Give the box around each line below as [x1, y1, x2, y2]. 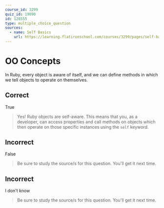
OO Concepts [5, 56, 61, 67]
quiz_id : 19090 [5, 12, 36, 17]
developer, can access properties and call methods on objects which [17, 118, 156, 125]
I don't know [5, 188, 30, 194]
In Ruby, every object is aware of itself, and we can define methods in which [5, 71, 158, 77]
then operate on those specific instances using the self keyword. [17, 124, 149, 130]
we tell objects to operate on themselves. [5, 77, 88, 83]
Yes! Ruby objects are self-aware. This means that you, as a [17, 114, 138, 119]
